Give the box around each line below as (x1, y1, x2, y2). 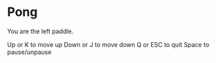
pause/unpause (7, 48, 52, 56)
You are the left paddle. (7, 27, 74, 35)
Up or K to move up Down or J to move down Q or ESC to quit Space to (7, 40, 210, 48)
